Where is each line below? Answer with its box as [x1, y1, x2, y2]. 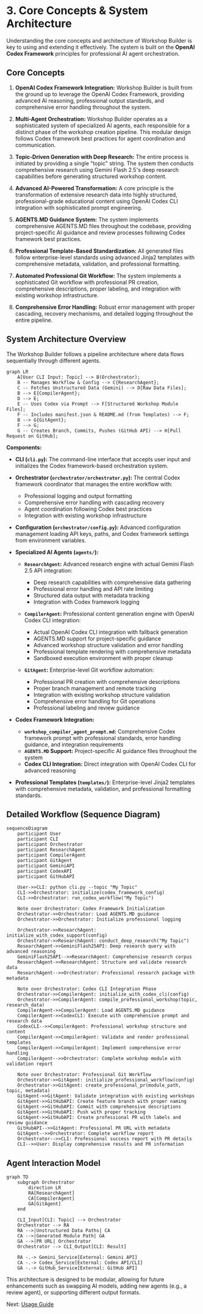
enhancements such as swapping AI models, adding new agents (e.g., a [6, 1282, 187, 1290]
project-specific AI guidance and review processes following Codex [15, 229, 186, 236]
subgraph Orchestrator [17, 1179, 75, 1186]
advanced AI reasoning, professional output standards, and [15, 97, 165, 104]
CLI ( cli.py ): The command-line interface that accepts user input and [15, 455, 191, 462]
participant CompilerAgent [17, 852, 86, 858]
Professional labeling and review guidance [33, 704, 140, 711]
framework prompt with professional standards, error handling [24, 734, 181, 741]
